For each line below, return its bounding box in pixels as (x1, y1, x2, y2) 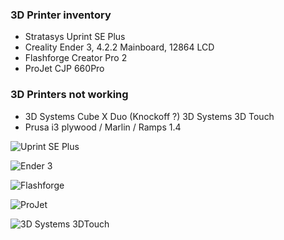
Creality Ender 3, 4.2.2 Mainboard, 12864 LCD (24, 41, 215, 53)
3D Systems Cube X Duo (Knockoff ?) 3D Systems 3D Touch (24, 110, 275, 122)
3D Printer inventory (10, 8, 112, 22)
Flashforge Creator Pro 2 (24, 52, 128, 64)
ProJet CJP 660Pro (24, 63, 105, 75)
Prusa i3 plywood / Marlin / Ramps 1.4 (24, 121, 182, 133)
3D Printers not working (10, 88, 129, 102)
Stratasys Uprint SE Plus (24, 31, 126, 43)
